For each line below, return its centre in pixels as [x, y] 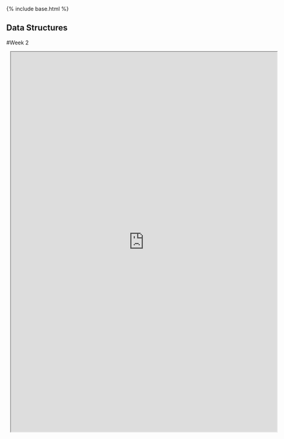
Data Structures [37, 28]
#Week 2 [18, 43]
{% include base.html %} [37, 9]
